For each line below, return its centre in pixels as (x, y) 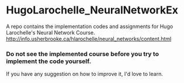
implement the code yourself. (49, 61)
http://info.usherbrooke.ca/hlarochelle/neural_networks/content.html (89, 39)
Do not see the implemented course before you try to (83, 54)
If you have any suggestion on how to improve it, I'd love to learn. (85, 74)
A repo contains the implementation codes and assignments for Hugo (90, 26)
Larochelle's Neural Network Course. (51, 32)
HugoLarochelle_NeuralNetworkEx (92, 10)
